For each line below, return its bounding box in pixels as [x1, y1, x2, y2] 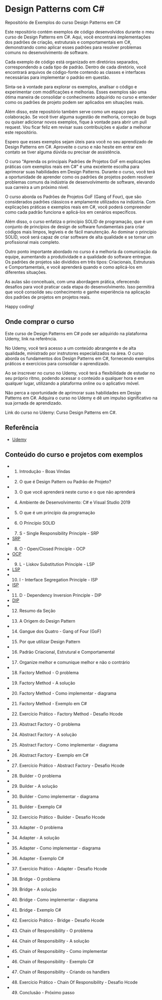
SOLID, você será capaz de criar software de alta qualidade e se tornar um [5, 234, 154, 240]
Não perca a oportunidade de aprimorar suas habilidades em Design [5, 390, 142, 395]
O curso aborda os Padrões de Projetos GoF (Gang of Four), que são [5, 193, 142, 200]
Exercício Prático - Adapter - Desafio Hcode [19, 866, 107, 872]
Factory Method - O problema [19, 670, 79, 676]
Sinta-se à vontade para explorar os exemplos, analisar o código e [5, 84, 137, 89]
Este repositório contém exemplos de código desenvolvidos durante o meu [5, 29, 155, 34]
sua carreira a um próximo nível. [5, 184, 69, 190]
